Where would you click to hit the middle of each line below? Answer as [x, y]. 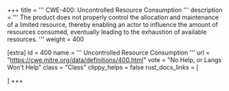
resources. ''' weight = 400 [46, 39]
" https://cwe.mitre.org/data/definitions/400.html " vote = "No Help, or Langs [115, 60]
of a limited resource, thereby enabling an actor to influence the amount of [112, 24]
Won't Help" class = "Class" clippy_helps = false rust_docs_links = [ [103, 67]
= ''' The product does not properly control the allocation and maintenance [113, 17]
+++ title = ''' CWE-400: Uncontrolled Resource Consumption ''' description [115, 10]
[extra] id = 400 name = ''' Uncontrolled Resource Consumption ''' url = [109, 52]
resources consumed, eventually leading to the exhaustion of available [107, 32]
